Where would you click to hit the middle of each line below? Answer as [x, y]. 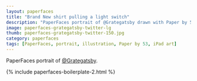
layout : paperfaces [30, 11]
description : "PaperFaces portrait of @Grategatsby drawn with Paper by [97, 22]
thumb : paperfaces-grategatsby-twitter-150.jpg [65, 33]
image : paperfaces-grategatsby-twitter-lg [59, 28]
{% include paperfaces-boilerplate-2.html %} [61, 72]
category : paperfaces [33, 38]
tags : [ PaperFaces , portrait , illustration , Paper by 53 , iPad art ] [91, 44]
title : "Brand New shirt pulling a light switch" [68, 17]
